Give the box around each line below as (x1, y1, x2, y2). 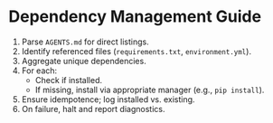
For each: (21, 65, 58, 76)
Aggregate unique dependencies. (21, 55, 146, 66)
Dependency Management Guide (8, 6, 262, 27)
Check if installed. (34, 74, 103, 85)
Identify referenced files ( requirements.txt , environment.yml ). (21, 45, 252, 56)
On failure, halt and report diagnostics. (21, 103, 165, 114)
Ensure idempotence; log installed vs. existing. (21, 93, 195, 105)
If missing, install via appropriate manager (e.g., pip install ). (34, 84, 265, 95)
